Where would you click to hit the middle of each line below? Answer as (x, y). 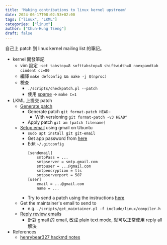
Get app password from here (57, 138)
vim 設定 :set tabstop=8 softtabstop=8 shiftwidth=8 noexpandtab (89, 65)
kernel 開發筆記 (28, 59)
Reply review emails (41, 214)
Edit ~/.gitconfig (46, 144)
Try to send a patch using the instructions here (76, 198)
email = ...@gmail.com (61, 184)
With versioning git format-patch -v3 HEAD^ (81, 117)
